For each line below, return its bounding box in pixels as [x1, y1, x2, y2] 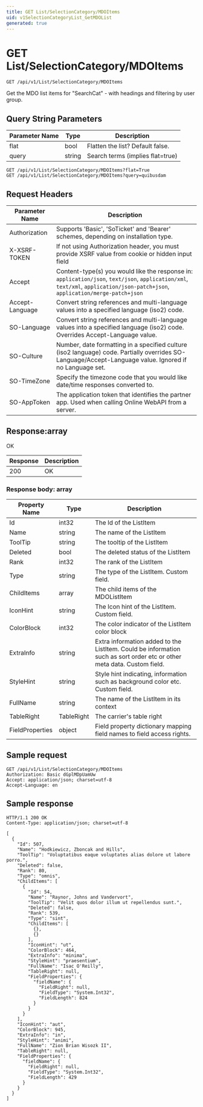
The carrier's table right [94, 712, 162, 721]
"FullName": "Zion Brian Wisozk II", [17, 1042, 112, 1048]
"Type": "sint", [28, 915, 69, 921]
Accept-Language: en [6, 782, 59, 788]
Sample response [6, 799, 74, 809]
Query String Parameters [6, 113, 103, 124]
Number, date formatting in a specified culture [56, 340, 187, 349]
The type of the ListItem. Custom [94, 567, 188, 576]
